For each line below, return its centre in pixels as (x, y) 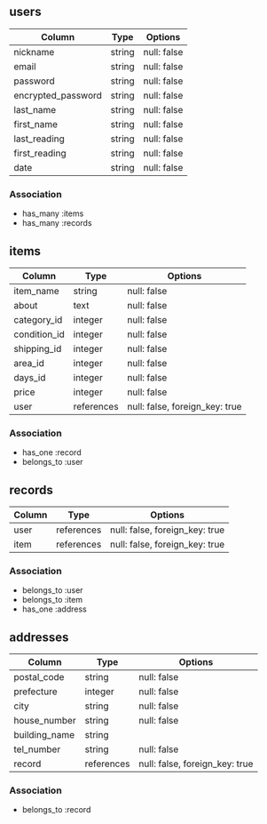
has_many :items (53, 213)
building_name (44, 735)
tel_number (37, 749)
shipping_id (38, 348)
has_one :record (51, 452)
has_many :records (57, 223)
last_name (35, 109)
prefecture (35, 692)
